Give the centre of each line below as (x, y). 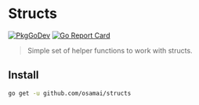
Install (24, 75)
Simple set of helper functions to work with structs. (110, 50)
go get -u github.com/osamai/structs (70, 93)
